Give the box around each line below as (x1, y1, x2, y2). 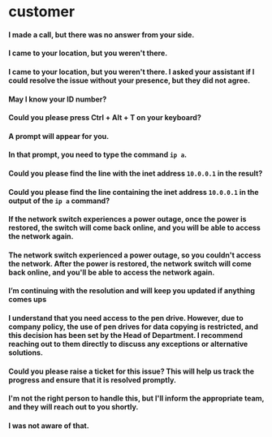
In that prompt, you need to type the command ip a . (8, 149, 188, 160)
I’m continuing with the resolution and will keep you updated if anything (8, 286, 256, 296)
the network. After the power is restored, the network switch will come (8, 258, 252, 268)
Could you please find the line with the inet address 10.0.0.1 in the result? (8, 168, 263, 178)
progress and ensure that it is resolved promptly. (8, 374, 177, 384)
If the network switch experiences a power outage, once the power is (8, 214, 247, 224)
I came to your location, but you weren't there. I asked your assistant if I (8, 67, 255, 76)
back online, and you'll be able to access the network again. (8, 267, 215, 277)
